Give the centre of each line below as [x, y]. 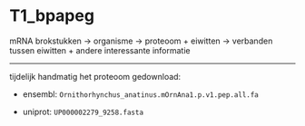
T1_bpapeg [52, 16]
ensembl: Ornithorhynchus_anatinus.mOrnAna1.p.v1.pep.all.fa [140, 94]
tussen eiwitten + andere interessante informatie [100, 50]
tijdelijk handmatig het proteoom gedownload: [95, 76]
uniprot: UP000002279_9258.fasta [83, 111]
